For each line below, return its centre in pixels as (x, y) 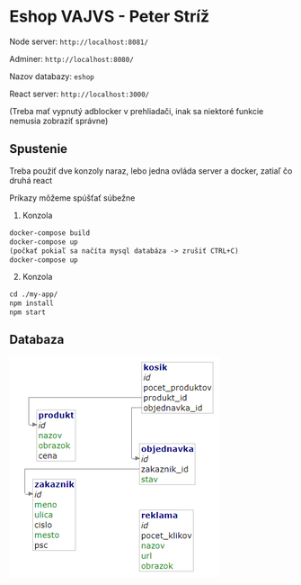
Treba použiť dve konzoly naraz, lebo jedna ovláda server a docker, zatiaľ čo (151, 171)
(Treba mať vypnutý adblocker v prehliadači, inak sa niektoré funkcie (137, 111)
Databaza (37, 340)
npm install (31, 303)
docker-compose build (50, 233)
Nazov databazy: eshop (52, 76)
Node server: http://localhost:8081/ (79, 41)
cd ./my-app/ (34, 294)
